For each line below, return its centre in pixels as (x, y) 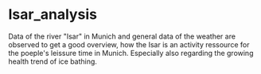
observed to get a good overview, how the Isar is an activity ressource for (129, 44)
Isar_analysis (53, 15)
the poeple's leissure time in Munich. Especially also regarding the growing (131, 53)
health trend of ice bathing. (53, 61)
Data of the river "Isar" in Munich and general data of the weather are (122, 36)
